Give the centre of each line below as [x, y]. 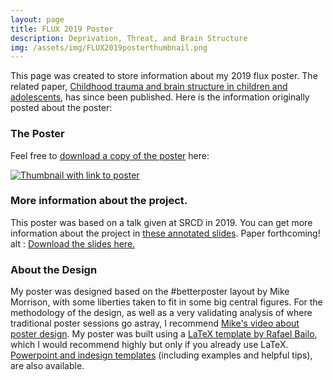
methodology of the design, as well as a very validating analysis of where [161, 313]
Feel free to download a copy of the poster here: [110, 155]
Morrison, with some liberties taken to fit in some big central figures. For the [166, 302]
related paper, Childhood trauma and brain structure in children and [149, 87]
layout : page [37, 19]
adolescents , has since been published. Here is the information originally [160, 97]
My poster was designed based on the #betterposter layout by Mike [150, 292]
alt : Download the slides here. [73, 243]
